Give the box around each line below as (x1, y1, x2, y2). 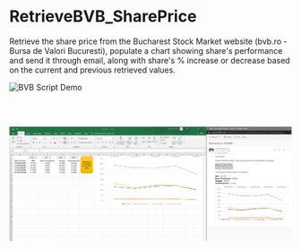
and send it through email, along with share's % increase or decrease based (9, 55, 291, 65)
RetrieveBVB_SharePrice (9, 6, 197, 27)
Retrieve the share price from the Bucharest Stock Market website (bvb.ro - (9, 36, 288, 47)
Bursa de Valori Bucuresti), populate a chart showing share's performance (9, 45, 283, 56)
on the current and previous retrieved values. (9, 65, 176, 75)
